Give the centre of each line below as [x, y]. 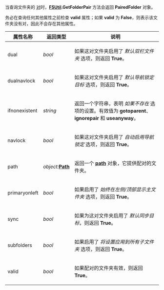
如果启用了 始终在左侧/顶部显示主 [113, 189]
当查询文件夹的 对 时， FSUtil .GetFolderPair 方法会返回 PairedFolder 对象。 [80, 7]
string [50, 110]
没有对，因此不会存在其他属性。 [46, 24]
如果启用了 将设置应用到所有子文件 [114, 242]
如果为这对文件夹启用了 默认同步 [112, 216]
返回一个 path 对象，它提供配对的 [113, 163]
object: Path [56, 166]
